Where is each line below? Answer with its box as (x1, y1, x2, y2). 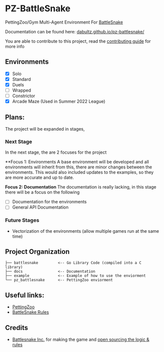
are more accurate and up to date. (5, 175, 74, 181)
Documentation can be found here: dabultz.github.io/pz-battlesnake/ (5, 28, 144, 34)
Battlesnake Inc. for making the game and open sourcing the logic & (12, 337, 150, 343)
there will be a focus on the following (5, 190, 80, 195)
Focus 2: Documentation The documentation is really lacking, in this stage (5, 184, 157, 190)
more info (5, 43, 25, 49)
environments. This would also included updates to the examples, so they (5, 169, 154, 175)
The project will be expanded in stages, (5, 126, 85, 132)
